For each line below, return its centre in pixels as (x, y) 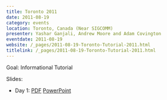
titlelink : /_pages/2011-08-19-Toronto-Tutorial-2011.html (81, 51)
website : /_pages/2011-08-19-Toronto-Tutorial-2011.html (78, 45)
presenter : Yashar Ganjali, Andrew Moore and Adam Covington (84, 34)
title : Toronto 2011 (32, 12)
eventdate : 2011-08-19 (34, 39)
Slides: (14, 79)
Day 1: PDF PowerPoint (43, 90)
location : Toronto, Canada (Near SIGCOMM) (60, 28)
